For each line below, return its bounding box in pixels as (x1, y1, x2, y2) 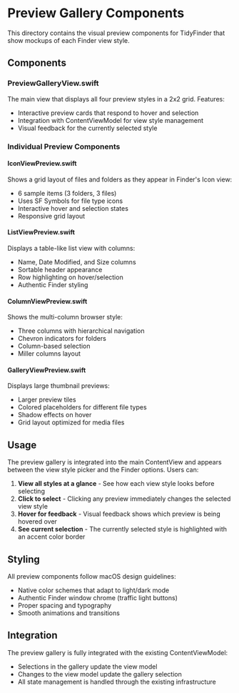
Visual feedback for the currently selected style (17, 124, 158, 132)
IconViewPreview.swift (7, 159, 77, 168)
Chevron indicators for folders (17, 334, 107, 343)
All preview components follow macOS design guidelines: (7, 572, 176, 580)
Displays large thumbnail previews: (7, 382, 111, 390)
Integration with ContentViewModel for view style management (17, 116, 203, 124)
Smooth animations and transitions (17, 609, 120, 617)
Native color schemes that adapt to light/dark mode (17, 586, 170, 594)
